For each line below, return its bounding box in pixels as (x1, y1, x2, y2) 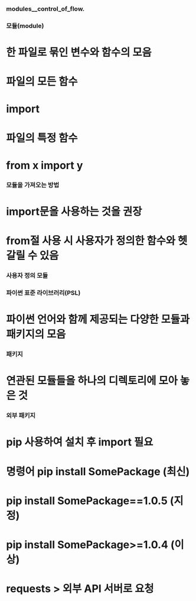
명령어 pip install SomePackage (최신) (6, 464, 190, 478)
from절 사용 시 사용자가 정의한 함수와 (6, 234, 176, 248)
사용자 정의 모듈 (6, 271, 48, 280)
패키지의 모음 (6, 327, 66, 341)
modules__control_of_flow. (6, 5, 85, 13)
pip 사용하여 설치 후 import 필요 (6, 436, 153, 449)
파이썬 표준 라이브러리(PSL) (6, 288, 81, 297)
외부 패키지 (6, 411, 36, 420)
